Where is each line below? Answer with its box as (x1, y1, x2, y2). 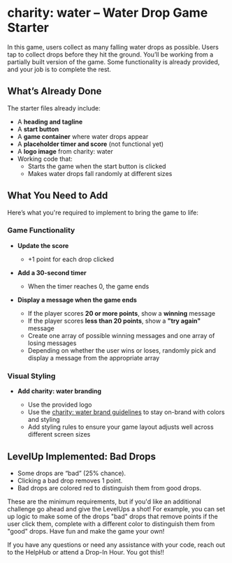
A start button (17, 124, 59, 133)
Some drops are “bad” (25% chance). (17, 469, 126, 477)
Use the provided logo (27, 400, 92, 409)
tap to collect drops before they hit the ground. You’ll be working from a (7, 50, 214, 59)
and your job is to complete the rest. (7, 65, 112, 73)
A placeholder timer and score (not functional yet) (17, 140, 164, 148)
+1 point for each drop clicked (27, 255, 114, 263)
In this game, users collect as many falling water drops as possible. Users (7, 43, 219, 51)
